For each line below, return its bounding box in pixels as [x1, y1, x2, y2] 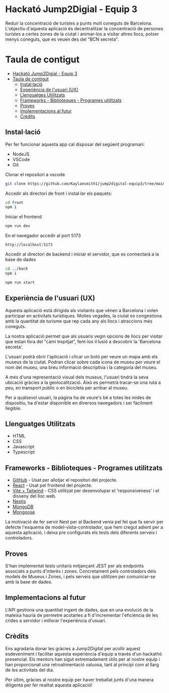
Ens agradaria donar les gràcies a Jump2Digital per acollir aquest [5, 645, 141, 651]
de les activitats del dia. [5, 667, 54, 673]
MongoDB [12, 504, 34, 510]
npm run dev [5, 223, 30, 228]
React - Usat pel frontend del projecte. [12, 482, 93, 489]
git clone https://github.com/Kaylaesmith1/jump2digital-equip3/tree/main [5, 181, 165, 186]
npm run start [5, 280, 35, 285]
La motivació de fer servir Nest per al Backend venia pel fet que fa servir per [5, 519, 164, 525]
